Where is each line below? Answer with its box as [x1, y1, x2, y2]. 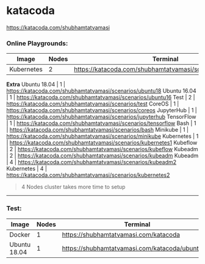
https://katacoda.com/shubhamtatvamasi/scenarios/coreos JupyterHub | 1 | [6, 107, 197, 114]
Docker [9, 230, 31, 238]
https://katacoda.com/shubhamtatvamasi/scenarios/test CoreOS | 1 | [6, 100, 179, 107]
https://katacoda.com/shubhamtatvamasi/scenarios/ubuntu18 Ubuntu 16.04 [6, 87, 196, 95]
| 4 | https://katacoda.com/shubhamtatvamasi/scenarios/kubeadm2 [6, 159, 177, 166]
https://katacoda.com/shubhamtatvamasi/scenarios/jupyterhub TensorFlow [6, 113, 196, 121]
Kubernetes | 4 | [6, 165, 48, 173]
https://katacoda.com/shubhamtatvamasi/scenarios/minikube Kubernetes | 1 [6, 132, 199, 140]
